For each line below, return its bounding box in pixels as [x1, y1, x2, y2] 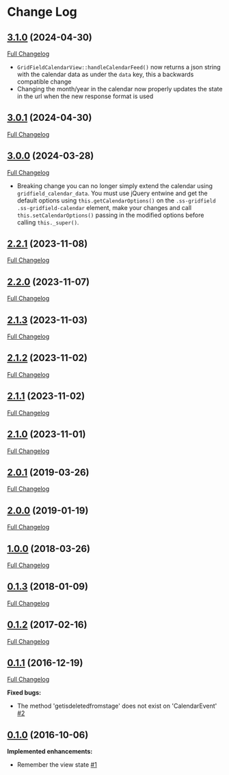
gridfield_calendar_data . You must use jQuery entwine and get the [16, 189, 208, 197]
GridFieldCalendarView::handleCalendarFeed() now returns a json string [16, 63, 221, 71]
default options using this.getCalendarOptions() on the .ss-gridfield [16, 196, 217, 205]
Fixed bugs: [7, 689, 42, 697]
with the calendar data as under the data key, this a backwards [16, 70, 194, 78]
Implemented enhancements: [7, 748, 93, 756]
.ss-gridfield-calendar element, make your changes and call [16, 203, 192, 211]
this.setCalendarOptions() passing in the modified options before [16, 211, 204, 219]
